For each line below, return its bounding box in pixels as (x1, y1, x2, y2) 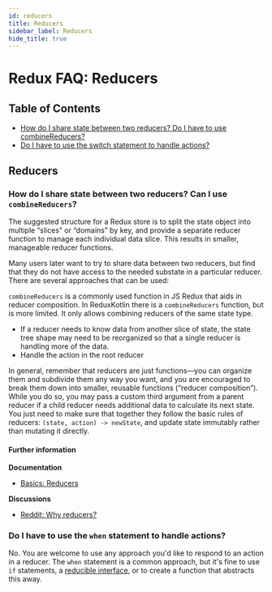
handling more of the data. (19, 341, 110, 351)
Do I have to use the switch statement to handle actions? (19, 140, 209, 150)
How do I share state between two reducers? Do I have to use (19, 123, 227, 133)
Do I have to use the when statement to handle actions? (8, 530, 226, 542)
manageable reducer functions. (8, 242, 114, 252)
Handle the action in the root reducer (19, 350, 145, 359)
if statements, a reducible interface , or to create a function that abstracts (8, 565, 255, 576)
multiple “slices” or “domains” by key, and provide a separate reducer (8, 225, 241, 235)
